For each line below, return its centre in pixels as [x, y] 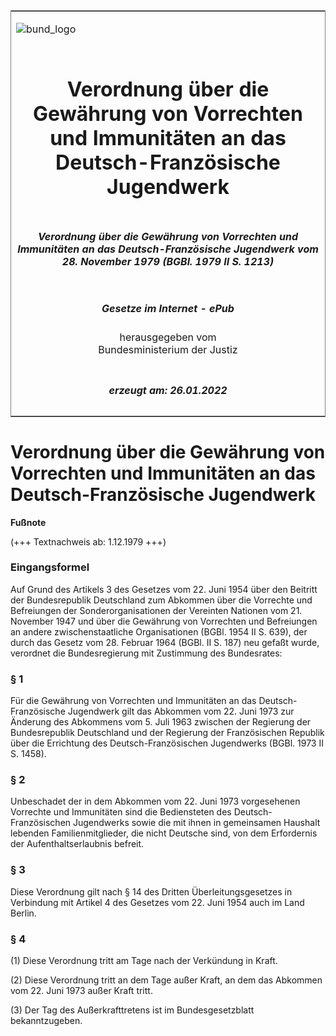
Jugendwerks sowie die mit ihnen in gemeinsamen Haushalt [196, 823]
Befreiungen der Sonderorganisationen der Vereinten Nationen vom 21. [156, 610]
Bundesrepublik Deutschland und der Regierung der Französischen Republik [167, 733]
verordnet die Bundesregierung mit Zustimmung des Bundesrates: [146, 653]
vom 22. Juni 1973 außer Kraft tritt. [81, 990]
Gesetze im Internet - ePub [168, 308]
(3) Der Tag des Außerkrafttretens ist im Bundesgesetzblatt [132, 1010]
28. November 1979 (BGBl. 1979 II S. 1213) [168, 261]
